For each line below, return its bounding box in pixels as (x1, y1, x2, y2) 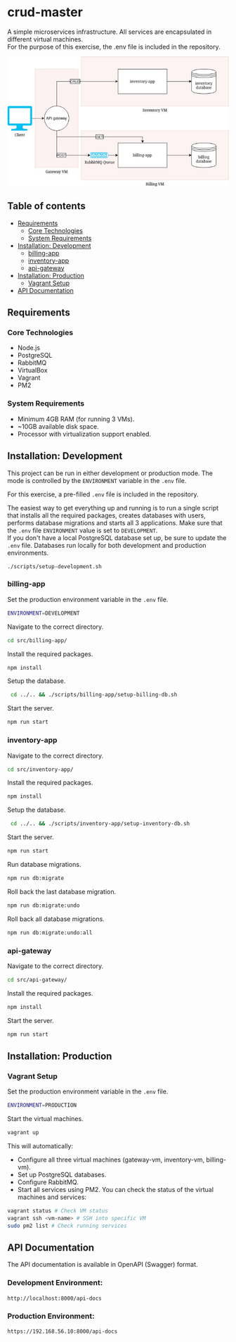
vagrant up (7, 1129, 39, 1136)
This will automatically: (7, 1141, 74, 1150)
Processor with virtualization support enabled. (17, 429, 152, 438)
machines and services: (17, 1193, 86, 1201)
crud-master (7, 4, 83, 20)
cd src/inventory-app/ (7, 765, 74, 773)
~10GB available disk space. (17, 422, 100, 430)
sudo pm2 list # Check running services (7, 1222, 128, 1229)
